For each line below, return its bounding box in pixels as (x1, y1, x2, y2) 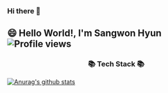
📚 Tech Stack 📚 (87, 59, 145, 69)
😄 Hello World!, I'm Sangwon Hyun (7, 28, 162, 39)
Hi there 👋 (7, 6, 41, 16)
